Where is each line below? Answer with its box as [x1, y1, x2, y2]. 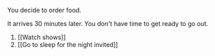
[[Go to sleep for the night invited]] [17, 41, 118, 48]
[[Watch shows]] [17, 33, 66, 41]
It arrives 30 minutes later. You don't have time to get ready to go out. [7, 20, 209, 27]
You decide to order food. [7, 6, 82, 14]
